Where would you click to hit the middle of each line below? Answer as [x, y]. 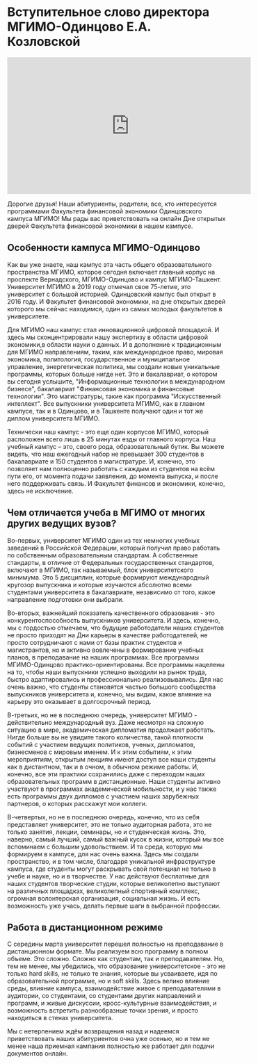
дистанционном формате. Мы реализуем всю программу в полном [108, 951]
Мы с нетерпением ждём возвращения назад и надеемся [93, 1031]
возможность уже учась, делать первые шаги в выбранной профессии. [114, 906]
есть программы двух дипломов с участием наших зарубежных [103, 796]
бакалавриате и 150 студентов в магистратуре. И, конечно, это [102, 461]
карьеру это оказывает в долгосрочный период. [79, 701]
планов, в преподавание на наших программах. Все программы [103, 657]
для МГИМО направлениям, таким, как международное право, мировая [115, 352]
